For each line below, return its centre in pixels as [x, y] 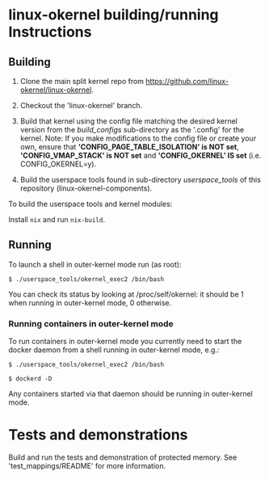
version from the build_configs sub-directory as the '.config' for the [132, 130]
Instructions [50, 32]
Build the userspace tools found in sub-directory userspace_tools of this [140, 180]
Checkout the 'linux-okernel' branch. [81, 105]
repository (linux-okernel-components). [86, 188]
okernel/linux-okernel [56, 90]
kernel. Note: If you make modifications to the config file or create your [138, 138]
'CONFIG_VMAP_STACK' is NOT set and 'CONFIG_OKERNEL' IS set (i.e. [141, 155]
